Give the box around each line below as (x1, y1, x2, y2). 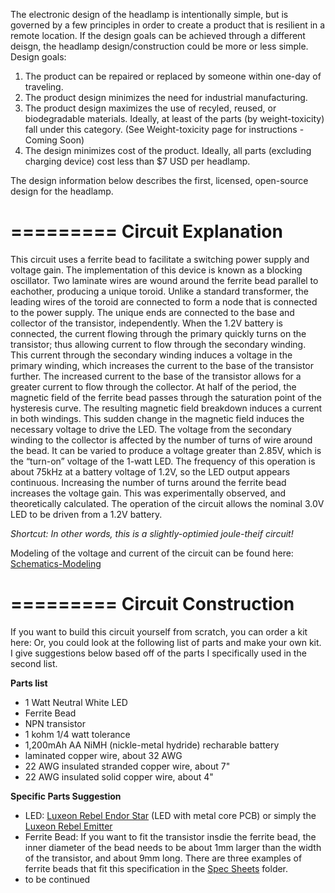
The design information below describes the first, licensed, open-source (10, 175, 309, 186)
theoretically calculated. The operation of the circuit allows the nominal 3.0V (10, 497, 325, 509)
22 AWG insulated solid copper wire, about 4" (24, 770, 214, 783)
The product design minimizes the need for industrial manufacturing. (24, 92, 308, 103)
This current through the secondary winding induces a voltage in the (10, 349, 293, 361)
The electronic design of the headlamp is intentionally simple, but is (10, 9, 289, 20)
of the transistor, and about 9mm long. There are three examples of (24, 852, 303, 864)
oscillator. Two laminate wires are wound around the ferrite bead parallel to (10, 274, 319, 286)
